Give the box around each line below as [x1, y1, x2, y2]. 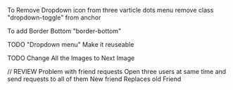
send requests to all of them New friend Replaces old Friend [7, 75, 182, 83]
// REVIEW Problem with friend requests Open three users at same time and [7, 68, 227, 75]
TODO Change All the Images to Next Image [7, 54, 135, 62]
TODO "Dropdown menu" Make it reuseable [7, 40, 134, 48]
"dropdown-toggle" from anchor [7, 13, 101, 22]
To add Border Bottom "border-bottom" [7, 27, 122, 35]
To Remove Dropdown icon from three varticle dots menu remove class [7, 6, 214, 14]
